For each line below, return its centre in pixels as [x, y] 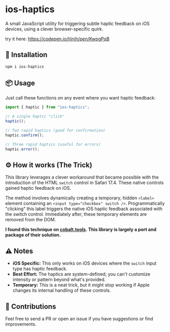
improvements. [21, 324]
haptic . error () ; [22, 149]
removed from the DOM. [31, 220]
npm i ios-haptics [25, 67]
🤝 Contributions [31, 306]
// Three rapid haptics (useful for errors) [53, 144]
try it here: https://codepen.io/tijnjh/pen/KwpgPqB [58, 39]
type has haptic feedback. [40, 269]
